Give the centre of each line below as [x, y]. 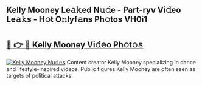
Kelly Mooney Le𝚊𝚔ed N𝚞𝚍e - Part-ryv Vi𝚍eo [94, 10]
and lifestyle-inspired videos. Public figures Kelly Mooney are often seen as [101, 69]
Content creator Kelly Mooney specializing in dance [131, 62]
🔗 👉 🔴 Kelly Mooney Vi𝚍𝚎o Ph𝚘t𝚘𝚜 [75, 45]
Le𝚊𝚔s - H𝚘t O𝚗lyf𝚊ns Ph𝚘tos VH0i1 [77, 20]
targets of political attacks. [40, 76]
